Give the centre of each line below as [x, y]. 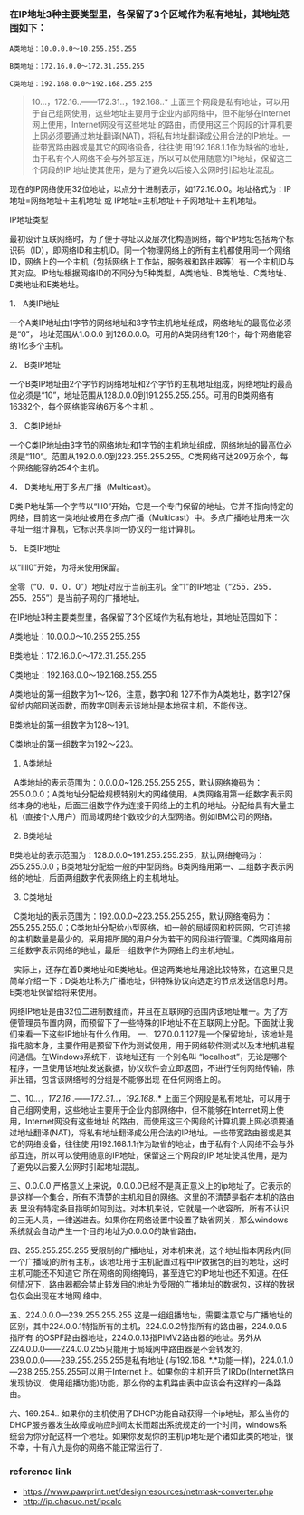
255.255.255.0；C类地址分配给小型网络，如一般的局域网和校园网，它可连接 [150, 928]
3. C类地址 [33, 897]
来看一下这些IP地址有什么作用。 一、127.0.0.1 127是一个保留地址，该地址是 [155, 1034]
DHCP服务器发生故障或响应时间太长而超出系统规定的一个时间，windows [144, 1425]
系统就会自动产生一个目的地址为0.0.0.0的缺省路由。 [105, 1231]
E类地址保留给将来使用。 [56, 992]
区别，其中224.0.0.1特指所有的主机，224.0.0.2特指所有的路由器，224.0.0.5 [148, 1327]
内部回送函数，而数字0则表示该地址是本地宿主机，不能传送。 [138, 706]
